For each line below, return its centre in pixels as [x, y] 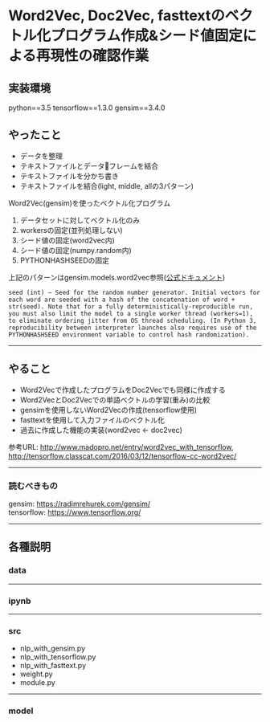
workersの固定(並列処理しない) [71, 230]
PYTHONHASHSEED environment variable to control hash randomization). [129, 334]
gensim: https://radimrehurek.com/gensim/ [80, 504]
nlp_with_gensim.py [53, 649]
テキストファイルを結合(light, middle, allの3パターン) [107, 186]
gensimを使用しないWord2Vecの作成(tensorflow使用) [108, 410]
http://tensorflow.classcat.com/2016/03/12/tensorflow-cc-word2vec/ [123, 456]
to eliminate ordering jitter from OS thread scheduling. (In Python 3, [133, 320]
